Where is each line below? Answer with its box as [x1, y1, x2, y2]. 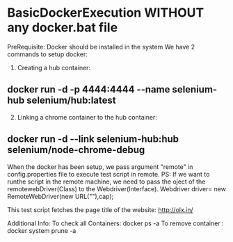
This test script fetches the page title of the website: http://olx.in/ [7, 205, 193, 213]
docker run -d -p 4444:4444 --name [7, 83, 170, 95]
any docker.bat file [7, 19, 118, 35]
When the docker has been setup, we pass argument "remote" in [7, 162, 193, 171]
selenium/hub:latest [26, 95, 116, 106]
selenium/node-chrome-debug [7, 144, 145, 156]
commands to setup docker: [7, 50, 88, 58]
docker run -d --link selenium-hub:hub [7, 134, 179, 145]
